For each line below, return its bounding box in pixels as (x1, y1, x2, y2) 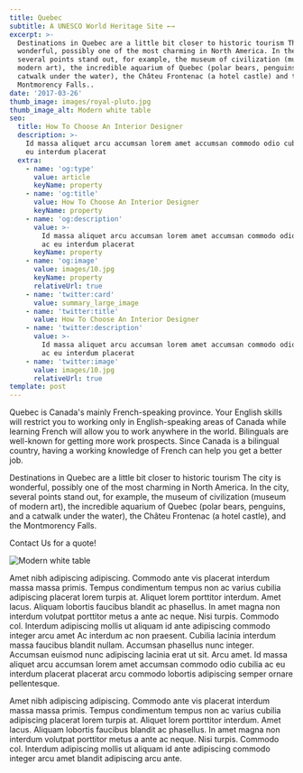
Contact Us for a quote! (9, 538, 96, 548)
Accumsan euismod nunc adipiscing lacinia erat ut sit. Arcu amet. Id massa (9, 649, 288, 660)
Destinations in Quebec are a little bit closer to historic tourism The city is (9, 473, 281, 483)
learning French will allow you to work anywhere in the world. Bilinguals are (9, 426, 289, 437)
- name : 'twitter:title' (25, 307, 119, 316)
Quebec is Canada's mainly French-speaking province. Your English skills (9, 407, 282, 418)
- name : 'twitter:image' (25, 357, 119, 366)
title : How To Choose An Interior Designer (17, 123, 183, 132)
